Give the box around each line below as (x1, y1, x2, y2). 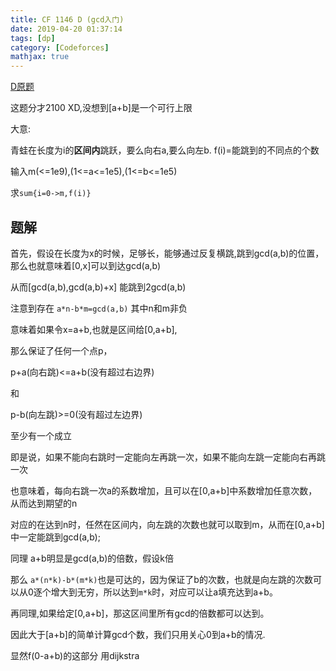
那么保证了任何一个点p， (10, 344, 113, 356)
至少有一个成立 (10, 429, 72, 441)
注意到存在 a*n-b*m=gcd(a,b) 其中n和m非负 (10, 302, 188, 314)
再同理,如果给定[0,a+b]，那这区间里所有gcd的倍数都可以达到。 (10, 607, 270, 619)
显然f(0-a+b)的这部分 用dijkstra (10, 649, 140, 661)
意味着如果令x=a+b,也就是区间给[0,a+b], (10, 323, 178, 335)
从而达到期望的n (10, 497, 78, 509)
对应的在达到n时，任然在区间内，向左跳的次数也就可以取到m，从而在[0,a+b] (10, 518, 325, 530)
